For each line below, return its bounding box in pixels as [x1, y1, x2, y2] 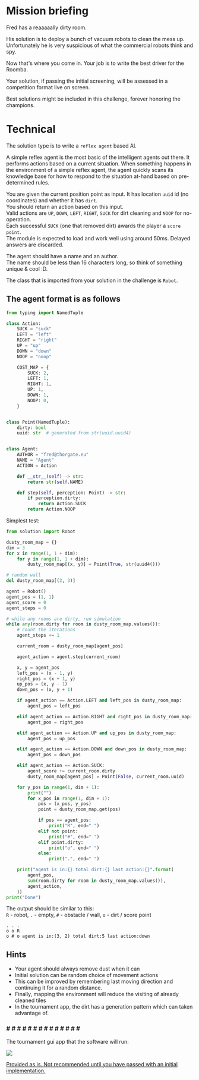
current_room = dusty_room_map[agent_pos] [17, 643, 124, 649]
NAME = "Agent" [17, 457, 55, 464]
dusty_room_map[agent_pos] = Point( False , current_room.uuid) [27, 774, 185, 780]
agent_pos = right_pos [27, 719, 84, 725]
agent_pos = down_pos [27, 752, 81, 758]
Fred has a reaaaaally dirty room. [6, 24, 87, 31]
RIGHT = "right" [17, 337, 58, 343]
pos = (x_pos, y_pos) [37, 801, 92, 807]
